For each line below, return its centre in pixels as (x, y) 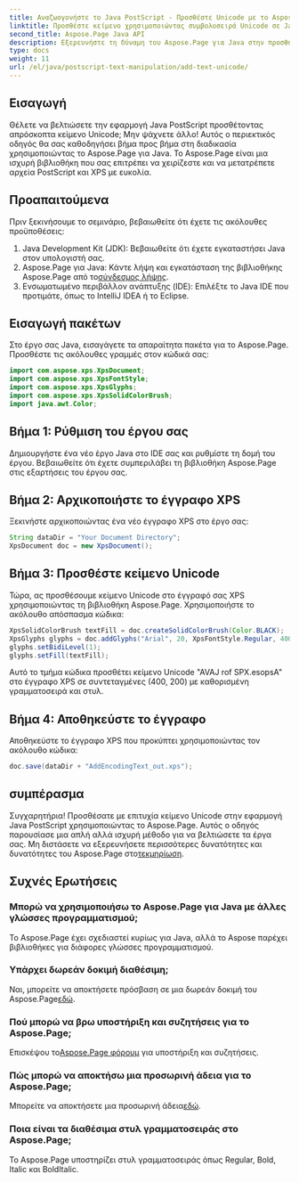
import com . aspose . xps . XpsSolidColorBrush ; (91, 395)
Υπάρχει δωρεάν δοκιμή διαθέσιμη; (89, 970)
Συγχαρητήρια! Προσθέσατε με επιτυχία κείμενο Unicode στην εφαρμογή (146, 815)
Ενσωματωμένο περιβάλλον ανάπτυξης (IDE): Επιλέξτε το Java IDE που (155, 286)
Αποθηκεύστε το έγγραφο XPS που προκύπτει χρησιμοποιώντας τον (135, 741)
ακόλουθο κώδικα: (44, 750)
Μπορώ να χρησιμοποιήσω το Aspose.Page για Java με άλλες (148, 907)
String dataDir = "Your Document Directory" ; (95, 538)
